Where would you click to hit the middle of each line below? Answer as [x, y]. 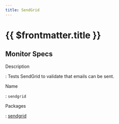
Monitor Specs [29, 54]
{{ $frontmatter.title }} [53, 35]
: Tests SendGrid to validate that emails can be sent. [60, 76]
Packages [16, 106]
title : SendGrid [22, 10]
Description [17, 66]
